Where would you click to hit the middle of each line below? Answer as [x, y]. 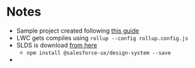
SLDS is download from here [56, 45]
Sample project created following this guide [78, 31]
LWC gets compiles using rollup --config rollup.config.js [102, 37]
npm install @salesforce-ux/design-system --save [99, 53]
